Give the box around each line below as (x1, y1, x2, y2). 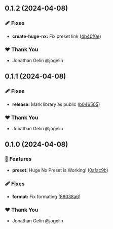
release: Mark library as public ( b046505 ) (12, 101, 100, 107)
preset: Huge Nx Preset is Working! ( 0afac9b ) (12, 167, 108, 173)
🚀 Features (5, 155, 32, 162)
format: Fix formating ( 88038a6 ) (12, 193, 81, 199)
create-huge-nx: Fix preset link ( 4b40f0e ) (12, 33, 101, 39)
